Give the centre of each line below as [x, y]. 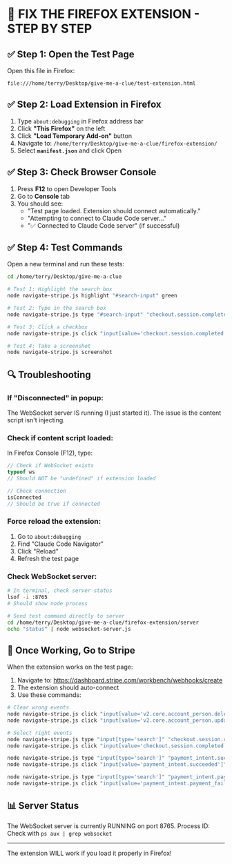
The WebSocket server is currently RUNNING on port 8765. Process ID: [109, 826]
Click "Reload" [38, 551]
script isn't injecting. [36, 420]
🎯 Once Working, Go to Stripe [71, 650]
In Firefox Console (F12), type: [50, 453]
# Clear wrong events [38, 708]
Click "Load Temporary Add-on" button [75, 136]
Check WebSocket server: [52, 576]
